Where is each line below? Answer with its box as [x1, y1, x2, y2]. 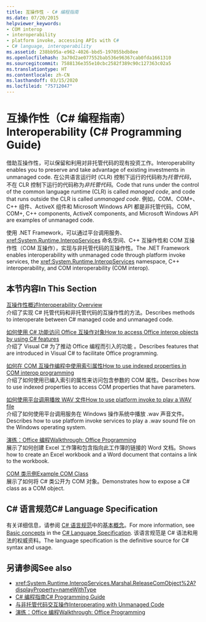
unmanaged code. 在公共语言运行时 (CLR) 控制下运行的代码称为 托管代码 [6, 173, 189, 181]
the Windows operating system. [6, 423, 87, 430]
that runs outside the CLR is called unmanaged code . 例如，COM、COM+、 [6, 195, 199, 203]
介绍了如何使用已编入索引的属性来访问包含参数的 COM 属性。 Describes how [6, 376, 200, 384]
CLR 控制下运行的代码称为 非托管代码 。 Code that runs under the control [18, 181, 199, 188]
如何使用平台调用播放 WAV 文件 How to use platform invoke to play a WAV [6, 395, 192, 403]
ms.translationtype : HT [6, 66, 67, 72]
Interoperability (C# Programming [6, 125, 182, 139]
